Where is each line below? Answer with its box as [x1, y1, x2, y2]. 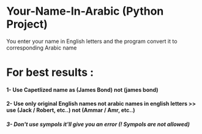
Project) [6, 17, 48, 31]
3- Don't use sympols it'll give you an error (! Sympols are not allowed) [6, 121, 190, 128]
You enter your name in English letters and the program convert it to [6, 37, 178, 45]
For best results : [6, 65, 94, 80]
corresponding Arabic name [6, 44, 77, 51]
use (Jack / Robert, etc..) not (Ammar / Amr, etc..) [6, 106, 135, 114]
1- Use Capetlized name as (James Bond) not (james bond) [6, 86, 159, 93]
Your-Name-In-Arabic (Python [6, 4, 164, 18]
